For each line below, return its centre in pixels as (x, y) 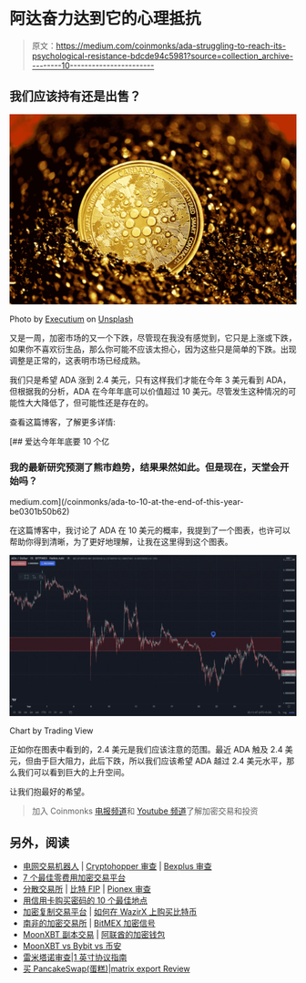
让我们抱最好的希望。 (49, 792)
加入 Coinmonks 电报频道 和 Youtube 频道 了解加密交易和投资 (145, 811)
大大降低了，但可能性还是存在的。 (89, 403)
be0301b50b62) (40, 511)
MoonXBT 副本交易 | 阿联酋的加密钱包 (94, 935)
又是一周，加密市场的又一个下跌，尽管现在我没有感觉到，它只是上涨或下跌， (153, 338)
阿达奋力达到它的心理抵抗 (106, 19)
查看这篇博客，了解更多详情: (63, 422)
